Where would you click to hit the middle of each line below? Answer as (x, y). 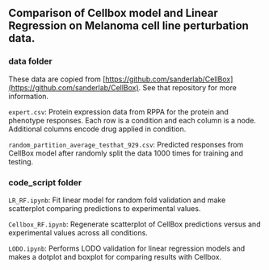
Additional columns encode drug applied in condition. (97, 129)
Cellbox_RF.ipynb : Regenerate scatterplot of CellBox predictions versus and (134, 224)
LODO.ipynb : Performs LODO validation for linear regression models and (127, 248)
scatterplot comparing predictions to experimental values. (105, 208)
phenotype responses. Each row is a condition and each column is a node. (132, 120)
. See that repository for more (187, 87)
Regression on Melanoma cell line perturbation (128, 26)
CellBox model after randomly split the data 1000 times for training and (126, 153)
